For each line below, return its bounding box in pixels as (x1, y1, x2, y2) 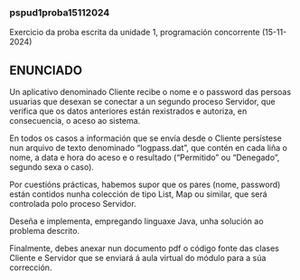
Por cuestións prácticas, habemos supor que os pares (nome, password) (9, 179, 281, 191)
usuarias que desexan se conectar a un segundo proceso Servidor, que (9, 97, 276, 107)
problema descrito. (9, 226, 80, 237)
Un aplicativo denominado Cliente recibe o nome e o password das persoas (9, 87, 292, 98)
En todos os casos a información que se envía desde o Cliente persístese (9, 133, 282, 144)
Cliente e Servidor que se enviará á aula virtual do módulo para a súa (9, 253, 267, 264)
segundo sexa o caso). (9, 162, 95, 173)
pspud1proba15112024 (9, 6, 110, 19)
